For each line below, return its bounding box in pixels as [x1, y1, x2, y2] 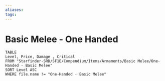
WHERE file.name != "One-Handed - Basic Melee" [5, 72, 107, 77]
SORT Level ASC [5, 67, 37, 72]
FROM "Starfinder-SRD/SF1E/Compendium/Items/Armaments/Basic [5, 58, 136, 64]
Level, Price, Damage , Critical [5, 54, 75, 59]
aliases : [5, 7, 24, 12]
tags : [5, 12, 17, 17]
